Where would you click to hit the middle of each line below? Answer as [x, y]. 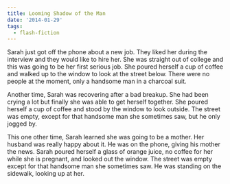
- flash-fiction [36, 33]
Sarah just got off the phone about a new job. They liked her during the [107, 52]
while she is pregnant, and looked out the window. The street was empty [110, 159]
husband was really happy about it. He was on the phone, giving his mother [114, 144]
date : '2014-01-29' [35, 20]
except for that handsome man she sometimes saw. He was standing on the [114, 166]
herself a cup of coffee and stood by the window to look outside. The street [114, 109]
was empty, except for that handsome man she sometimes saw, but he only [114, 117]
